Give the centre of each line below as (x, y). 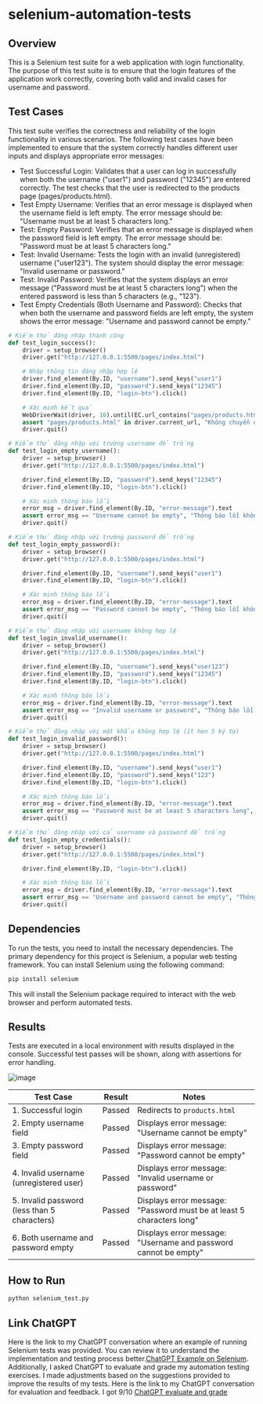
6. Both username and (53, 1238)
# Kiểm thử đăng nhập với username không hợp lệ (92, 631)
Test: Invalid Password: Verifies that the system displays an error (124, 279)
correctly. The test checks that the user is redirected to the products (130, 188)
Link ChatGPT (42, 1323)
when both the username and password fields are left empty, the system (136, 312)
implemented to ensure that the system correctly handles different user (123, 148)
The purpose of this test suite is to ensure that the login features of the (122, 71)
